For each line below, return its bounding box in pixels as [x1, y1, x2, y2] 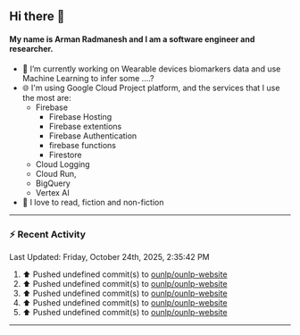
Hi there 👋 [9, 9, 65, 24]
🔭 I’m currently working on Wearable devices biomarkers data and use [21, 63, 281, 74]
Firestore [48, 149, 82, 160]
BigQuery [35, 178, 71, 188]
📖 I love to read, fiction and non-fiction [21, 197, 164, 207]
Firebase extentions [48, 121, 122, 131]
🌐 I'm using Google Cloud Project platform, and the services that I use [21, 82, 280, 93]
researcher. [9, 43, 54, 54]
